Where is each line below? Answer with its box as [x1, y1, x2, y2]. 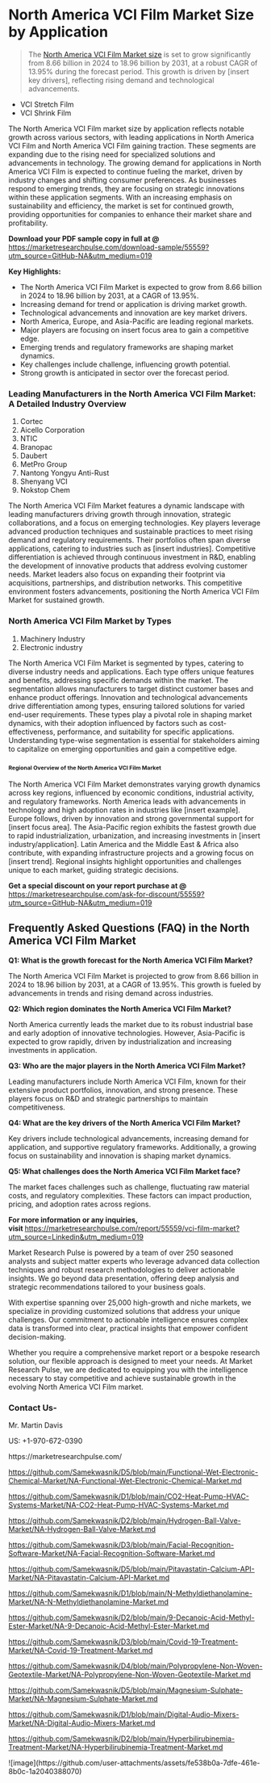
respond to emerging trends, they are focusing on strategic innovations [8, 183, 245, 193]
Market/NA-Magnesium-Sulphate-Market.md [8, 1693, 159, 1703]
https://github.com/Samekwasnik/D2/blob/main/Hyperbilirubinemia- [8, 1734, 236, 1743]
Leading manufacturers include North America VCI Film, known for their [8, 1076, 247, 1086]
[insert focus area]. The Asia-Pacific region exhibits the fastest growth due [8, 822, 256, 832]
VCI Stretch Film [19, 99, 74, 109]
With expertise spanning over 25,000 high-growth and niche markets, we [8, 1298, 252, 1307]
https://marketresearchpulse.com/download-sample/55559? [8, 242, 210, 252]
